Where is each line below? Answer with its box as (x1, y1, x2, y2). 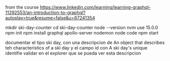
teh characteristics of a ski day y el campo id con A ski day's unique (5, 45, 148, 50)
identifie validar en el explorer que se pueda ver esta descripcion (5, 50, 141, 56)
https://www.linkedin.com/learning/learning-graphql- (40, 4, 151, 10)
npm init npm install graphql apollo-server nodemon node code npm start (5, 30, 159, 35)
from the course (5, 4, 39, 10)
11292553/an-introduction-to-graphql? (5, 9, 86, 15)
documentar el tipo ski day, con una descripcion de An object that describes (5, 39, 165, 45)
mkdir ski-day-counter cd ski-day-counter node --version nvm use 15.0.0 (5, 24, 158, 30)
